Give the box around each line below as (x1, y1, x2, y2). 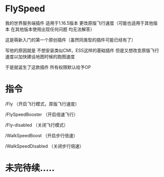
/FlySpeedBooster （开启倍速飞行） (5, 111, 79, 117)
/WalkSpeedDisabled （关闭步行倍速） (5, 143, 84, 149)
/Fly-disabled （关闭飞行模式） (5, 122, 69, 128)
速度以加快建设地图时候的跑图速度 (5, 53, 75, 60)
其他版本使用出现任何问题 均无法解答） (14, 26, 95, 32)
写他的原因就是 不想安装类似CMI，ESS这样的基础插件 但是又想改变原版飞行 (5, 47, 159, 53)
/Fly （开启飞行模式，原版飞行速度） (5, 100, 80, 107)
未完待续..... (5, 163, 55, 174)
